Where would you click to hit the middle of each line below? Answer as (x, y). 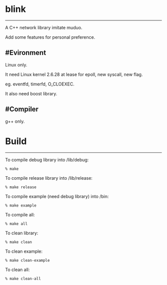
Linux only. (16, 65)
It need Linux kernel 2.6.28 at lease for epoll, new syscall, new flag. (74, 74)
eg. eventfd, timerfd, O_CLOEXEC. (40, 84)
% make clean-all (23, 279)
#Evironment (26, 53)
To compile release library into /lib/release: (49, 178)
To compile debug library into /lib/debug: (47, 159)
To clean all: (17, 270)
